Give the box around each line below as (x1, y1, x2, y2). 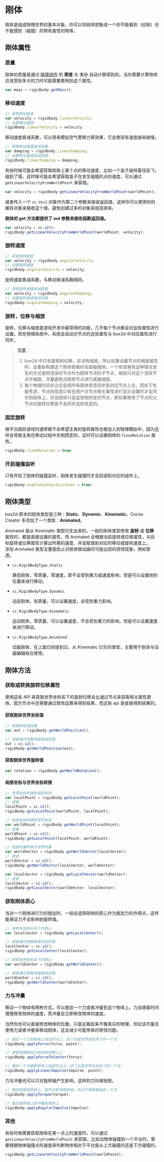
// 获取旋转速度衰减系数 (5, 287, 48, 291)
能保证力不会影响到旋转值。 (5, 916, 61, 922)
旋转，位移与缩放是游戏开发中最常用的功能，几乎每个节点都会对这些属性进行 (5, 325, 159, 331)
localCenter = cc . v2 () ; (5, 944, 54, 949)
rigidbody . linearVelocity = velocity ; (5, 125, 84, 130)
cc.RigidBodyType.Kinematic (12, 609, 69, 614)
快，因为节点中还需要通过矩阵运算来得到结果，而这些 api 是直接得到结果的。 (5, 700, 159, 706)
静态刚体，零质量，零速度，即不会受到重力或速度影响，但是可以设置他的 (12, 572, 158, 578)
